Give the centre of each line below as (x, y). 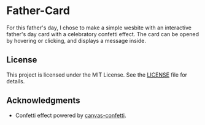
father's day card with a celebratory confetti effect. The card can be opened (103, 34)
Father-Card (38, 11)
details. (16, 81)
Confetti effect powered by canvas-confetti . (71, 115)
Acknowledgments (44, 101)
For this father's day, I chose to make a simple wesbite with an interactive (99, 28)
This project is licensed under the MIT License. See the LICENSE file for (97, 75)
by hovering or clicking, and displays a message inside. (76, 40)
